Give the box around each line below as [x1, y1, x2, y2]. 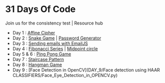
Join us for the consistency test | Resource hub [5, 20, 103, 26]
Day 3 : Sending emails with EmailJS [12, 40, 88, 46]
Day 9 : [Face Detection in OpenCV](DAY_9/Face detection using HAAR [12, 66, 160, 73]
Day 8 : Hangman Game [12, 61, 62, 67]
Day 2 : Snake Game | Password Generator [12, 35, 102, 41]
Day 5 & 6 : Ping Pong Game [12, 51, 71, 57]
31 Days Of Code [5, 3, 76, 15]
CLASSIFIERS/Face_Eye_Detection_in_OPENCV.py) [12, 72, 118, 78]
